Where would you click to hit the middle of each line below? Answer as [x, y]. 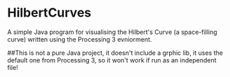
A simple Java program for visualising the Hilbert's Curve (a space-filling [112, 32]
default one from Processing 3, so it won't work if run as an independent [112, 60]
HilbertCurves [49, 13]
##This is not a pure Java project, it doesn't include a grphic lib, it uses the [115, 53]
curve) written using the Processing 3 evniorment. [80, 39]
